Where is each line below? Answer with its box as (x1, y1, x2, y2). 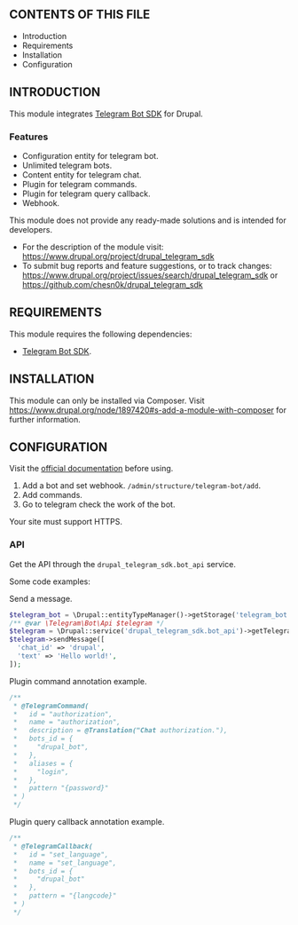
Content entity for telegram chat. (21, 169, 142, 180)
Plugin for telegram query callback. (21, 188, 151, 199)
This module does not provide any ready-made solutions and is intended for (9, 215, 286, 225)
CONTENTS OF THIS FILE (9, 7, 151, 22)
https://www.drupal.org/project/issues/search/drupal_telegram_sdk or (21, 270, 278, 281)
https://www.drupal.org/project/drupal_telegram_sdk (21, 250, 215, 261)
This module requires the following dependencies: (9, 328, 192, 339)
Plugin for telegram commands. (21, 178, 137, 189)
